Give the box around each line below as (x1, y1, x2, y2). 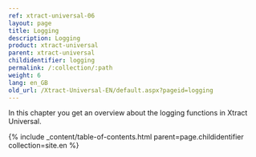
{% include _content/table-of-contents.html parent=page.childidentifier (8, 132, 244, 142)
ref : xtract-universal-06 (8, 11, 95, 20)
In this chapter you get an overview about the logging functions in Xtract (8, 108, 248, 118)
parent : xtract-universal (8, 49, 95, 57)
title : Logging (8, 26, 59, 34)
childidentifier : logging (8, 57, 95, 65)
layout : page (8, 19, 52, 27)
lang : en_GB (8, 78, 48, 87)
